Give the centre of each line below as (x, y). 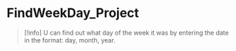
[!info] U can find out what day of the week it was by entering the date (126, 33)
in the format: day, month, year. (70, 40)
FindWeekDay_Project (73, 13)
